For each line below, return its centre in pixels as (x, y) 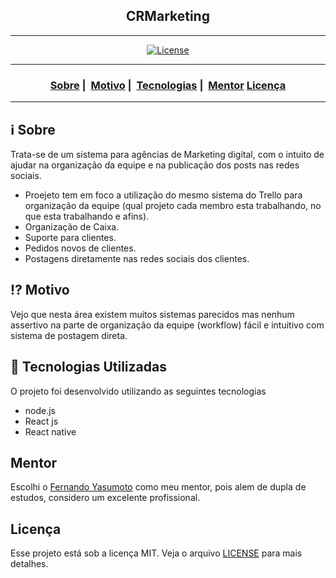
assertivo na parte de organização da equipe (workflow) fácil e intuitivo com (167, 325)
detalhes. (29, 564)
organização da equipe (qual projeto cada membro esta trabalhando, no (173, 205)
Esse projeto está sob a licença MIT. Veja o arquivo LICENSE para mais (156, 553)
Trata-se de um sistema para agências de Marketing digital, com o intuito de (167, 154)
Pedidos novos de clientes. (80, 248)
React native (50, 431)
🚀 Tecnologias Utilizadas (88, 367)
